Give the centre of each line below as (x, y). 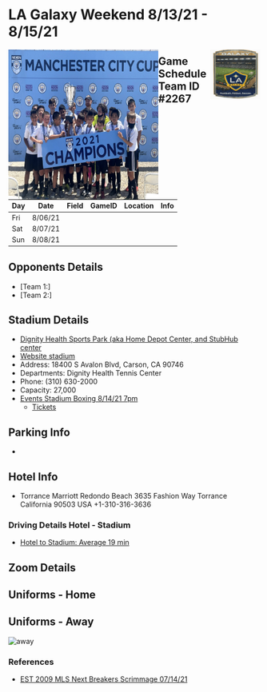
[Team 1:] (35, 286)
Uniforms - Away (51, 622)
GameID (104, 206)
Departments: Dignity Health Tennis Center (91, 373)
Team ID (179, 86)
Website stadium (48, 356)
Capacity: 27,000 (48, 390)
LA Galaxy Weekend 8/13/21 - (108, 15)
